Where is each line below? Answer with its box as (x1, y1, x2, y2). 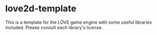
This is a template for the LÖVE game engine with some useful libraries (5, 19, 152, 25)
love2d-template (5, 3, 76, 14)
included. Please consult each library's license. (5, 24, 103, 30)
